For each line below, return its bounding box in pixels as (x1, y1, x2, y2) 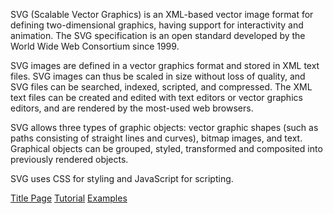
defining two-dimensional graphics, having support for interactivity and (10, 19, 304, 31)
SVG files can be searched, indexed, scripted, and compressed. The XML (10, 81, 313, 93)
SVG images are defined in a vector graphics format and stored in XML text (10, 60, 320, 71)
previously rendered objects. (10, 154, 129, 165)
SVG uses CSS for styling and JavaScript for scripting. (10, 173, 234, 184)
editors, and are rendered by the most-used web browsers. (10, 102, 254, 114)
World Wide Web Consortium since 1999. (10, 40, 180, 52)
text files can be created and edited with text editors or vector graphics (10, 92, 303, 103)
